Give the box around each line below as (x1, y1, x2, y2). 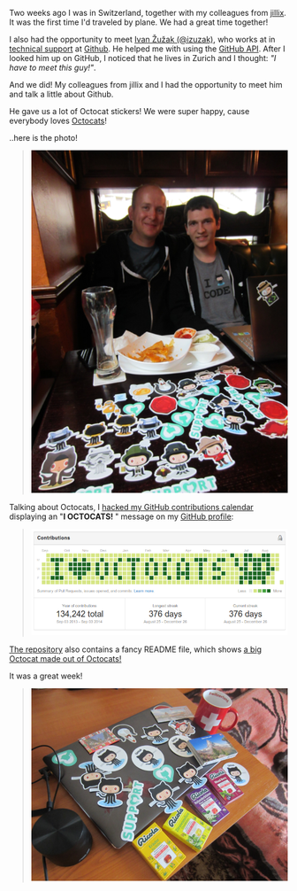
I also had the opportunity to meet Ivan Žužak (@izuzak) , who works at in (9, 35, 276, 44)
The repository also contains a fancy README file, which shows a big (9, 644, 263, 655)
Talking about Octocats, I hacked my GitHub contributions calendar (9, 501, 254, 512)
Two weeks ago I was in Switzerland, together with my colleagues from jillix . (9, 8, 287, 18)
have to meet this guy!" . (9, 62, 96, 73)
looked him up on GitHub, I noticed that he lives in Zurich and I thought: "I (9, 53, 277, 63)
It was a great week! (9, 670, 83, 681)
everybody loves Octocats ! (9, 115, 108, 126)
